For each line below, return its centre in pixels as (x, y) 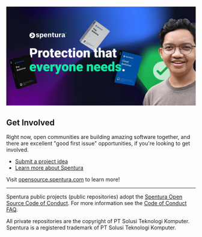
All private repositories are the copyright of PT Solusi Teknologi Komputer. (98, 221)
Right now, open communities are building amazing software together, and (98, 137)
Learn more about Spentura (49, 168)
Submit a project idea (41, 162)
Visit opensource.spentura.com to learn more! (63, 180)
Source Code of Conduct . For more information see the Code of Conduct (96, 203)
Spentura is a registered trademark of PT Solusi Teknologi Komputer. (91, 228)
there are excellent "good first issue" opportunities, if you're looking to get (98, 143)
